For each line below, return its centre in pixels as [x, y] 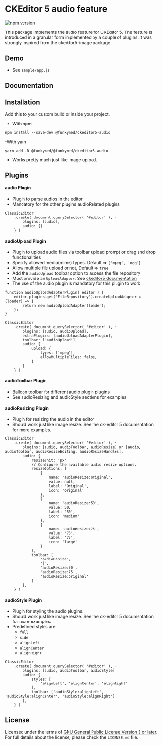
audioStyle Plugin [23, 600]
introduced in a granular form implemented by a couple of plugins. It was [78, 37]
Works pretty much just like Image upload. [55, 160]
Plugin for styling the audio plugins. [48, 611]
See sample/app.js [31, 70]
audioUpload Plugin [25, 241]
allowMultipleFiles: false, [69, 357]
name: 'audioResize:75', [74, 529]
